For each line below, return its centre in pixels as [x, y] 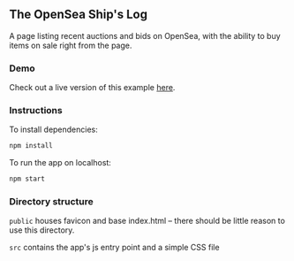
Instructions [36, 111]
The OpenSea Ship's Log [79, 15]
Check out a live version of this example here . [92, 88]
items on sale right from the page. [71, 45]
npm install [31, 146]
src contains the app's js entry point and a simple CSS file [114, 248]
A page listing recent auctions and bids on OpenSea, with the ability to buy [145, 35]
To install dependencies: [54, 130]
